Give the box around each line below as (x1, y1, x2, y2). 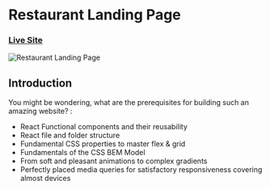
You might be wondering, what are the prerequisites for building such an (8, 98, 249, 107)
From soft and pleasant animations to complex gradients (19, 156, 208, 166)
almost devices (19, 174, 71, 183)
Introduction (8, 76, 73, 90)
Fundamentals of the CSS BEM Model (19, 148, 146, 157)
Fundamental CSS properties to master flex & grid (19, 139, 186, 149)
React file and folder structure (19, 131, 120, 141)
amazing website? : (8, 107, 73, 116)
